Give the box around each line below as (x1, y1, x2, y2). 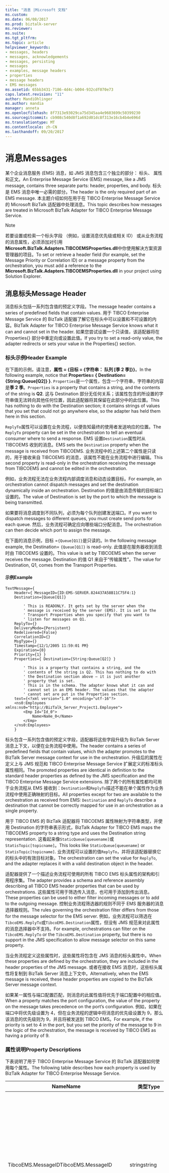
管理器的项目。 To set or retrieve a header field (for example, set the (5, 251, 146, 257)
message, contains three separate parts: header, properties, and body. (5, 182, 152, 189)
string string (129, 1161, 157, 1168)
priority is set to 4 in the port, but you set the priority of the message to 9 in (5, 1021, 162, 1028)
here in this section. (5, 414, 46, 420)
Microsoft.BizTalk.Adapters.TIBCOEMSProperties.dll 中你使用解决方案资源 (5, 245, 162, 251)
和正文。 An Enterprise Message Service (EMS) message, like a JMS (5, 176, 146, 182)
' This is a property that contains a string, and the (23, 665, 141, 670)
